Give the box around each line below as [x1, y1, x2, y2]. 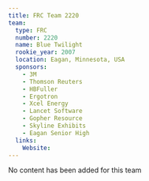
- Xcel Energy [22, 100, 69, 107]
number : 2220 [15, 33, 58, 42]
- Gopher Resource [22, 115, 83, 123]
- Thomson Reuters [22, 77, 83, 85]
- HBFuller [22, 85, 58, 93]
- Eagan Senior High [22, 129, 90, 137]
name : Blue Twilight [15, 41, 83, 49]
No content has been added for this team [8, 165, 142, 175]
